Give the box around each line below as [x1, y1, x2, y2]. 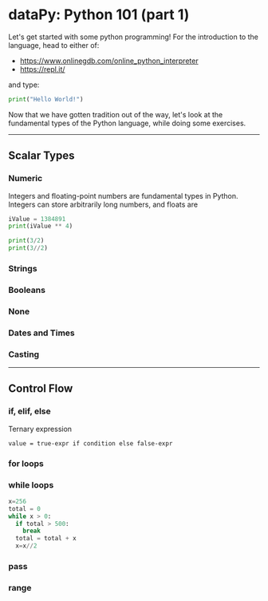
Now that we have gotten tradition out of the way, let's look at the [8, 109, 223, 119]
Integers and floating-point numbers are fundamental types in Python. [8, 191, 238, 200]
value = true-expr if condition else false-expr [8, 439, 173, 448]
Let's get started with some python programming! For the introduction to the [8, 32, 259, 42]
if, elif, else [8, 405, 51, 417]
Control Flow [8, 382, 73, 396]
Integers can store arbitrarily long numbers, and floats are [8, 200, 198, 209]
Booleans [8, 284, 46, 295]
